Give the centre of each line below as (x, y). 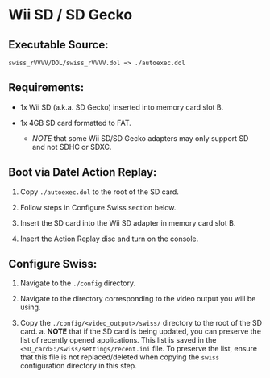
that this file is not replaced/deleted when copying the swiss (120, 357)
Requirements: (46, 87)
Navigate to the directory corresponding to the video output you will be (138, 299)
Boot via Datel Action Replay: (83, 172)
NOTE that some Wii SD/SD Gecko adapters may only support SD (140, 138)
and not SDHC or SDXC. (72, 147)
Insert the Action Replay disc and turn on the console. (109, 239)
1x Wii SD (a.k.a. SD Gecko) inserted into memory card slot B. (122, 107)
